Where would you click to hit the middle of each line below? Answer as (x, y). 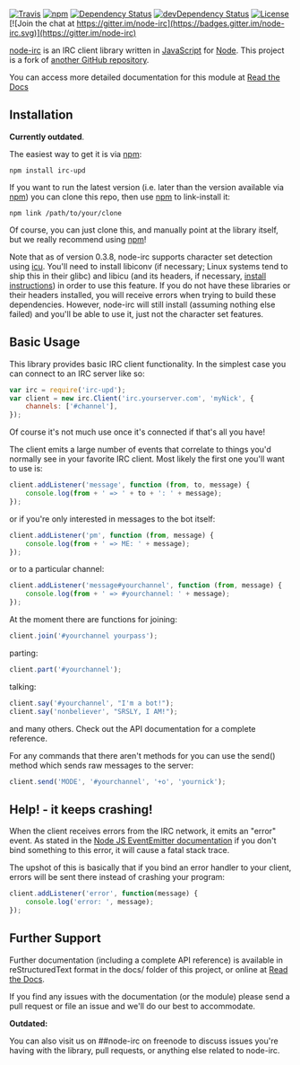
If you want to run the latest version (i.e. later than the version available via (147, 187)
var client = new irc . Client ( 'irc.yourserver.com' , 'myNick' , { (132, 398)
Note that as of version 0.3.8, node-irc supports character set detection (141, 257)
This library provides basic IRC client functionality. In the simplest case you (148, 364)
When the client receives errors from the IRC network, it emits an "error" (143, 832)
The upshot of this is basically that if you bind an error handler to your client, (150, 867)
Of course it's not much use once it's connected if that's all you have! (137, 432)
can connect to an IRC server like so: (77, 374)
